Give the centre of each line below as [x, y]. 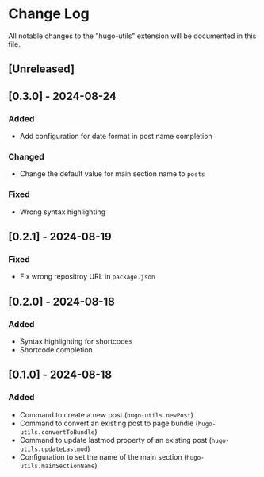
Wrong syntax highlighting [62, 212]
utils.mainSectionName [57, 466]
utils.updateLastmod [54, 449]
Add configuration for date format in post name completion [116, 137]
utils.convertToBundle [57, 432]
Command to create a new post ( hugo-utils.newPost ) [107, 414]
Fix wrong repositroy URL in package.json [87, 277]
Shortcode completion [56, 349]
